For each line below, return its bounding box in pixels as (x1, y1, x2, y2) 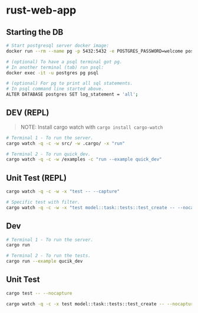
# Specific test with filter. (6, 199, 81, 205)
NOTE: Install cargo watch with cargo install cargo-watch (20, 123, 163, 131)
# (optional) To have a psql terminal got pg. (6, 58, 123, 65)
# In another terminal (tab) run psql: (6, 64, 104, 70)
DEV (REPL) (6, 107, 49, 118)
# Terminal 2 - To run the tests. (6, 253, 91, 259)
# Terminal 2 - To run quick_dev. (6, 151, 91, 157)
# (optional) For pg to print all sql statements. (6, 80, 133, 86)
